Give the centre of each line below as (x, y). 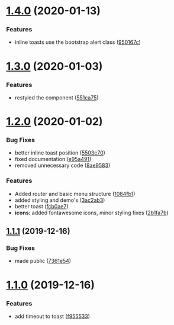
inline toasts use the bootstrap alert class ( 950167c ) (78, 42)
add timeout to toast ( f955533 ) (52, 316)
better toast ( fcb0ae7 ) (42, 206)
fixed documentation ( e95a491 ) (53, 159)
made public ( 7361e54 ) (43, 261)
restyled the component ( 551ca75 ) (57, 97)
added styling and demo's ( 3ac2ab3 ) (60, 200)
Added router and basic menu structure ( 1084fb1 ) (75, 194)
